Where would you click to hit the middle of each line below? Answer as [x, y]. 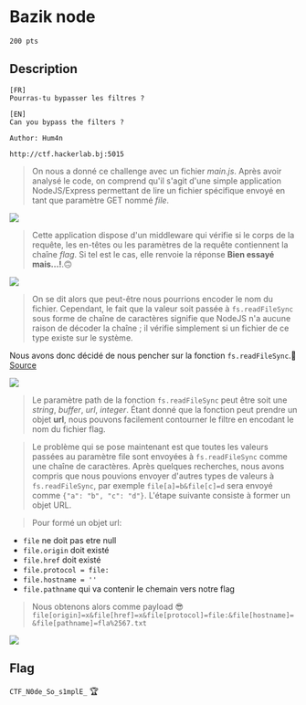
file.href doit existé [62, 560]
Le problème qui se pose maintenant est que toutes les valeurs [150, 447]
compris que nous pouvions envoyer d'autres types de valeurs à [153, 476]
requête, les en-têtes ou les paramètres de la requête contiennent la [160, 245]
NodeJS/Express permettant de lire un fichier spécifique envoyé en [158, 190]
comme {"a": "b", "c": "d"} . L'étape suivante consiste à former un [161, 495]
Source [23, 365]
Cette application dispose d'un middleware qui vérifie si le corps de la [163, 235]
